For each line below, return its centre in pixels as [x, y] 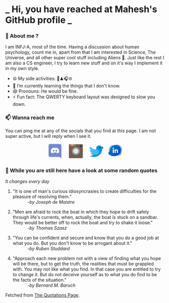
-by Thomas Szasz [47, 228]
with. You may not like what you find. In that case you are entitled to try [87, 269]
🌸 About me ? [22, 36]
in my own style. [22, 68]
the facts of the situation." [39, 280]
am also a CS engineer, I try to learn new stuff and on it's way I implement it [84, 63]
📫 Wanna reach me [30, 118]
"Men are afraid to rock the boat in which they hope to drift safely [81, 212]
